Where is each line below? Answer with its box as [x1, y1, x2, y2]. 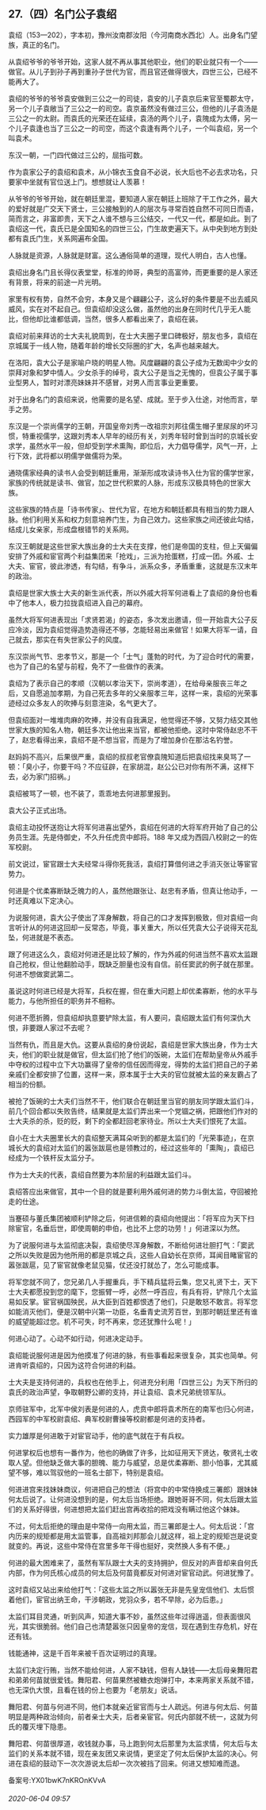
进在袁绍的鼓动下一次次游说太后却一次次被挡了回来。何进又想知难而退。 [8, 1758, 244, 1768]
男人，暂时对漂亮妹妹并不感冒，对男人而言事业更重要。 [21, 377, 203, 387]
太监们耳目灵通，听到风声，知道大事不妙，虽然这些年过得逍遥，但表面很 [8, 1611, 244, 1621]
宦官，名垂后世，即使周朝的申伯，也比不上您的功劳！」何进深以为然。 [14, 1223, 244, 1233]
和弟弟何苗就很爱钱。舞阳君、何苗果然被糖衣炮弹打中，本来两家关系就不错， [8, 1675, 258, 1685]
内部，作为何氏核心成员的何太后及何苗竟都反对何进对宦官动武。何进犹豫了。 [8, 1568, 258, 1577]
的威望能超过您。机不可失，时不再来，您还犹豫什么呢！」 [8, 1317, 196, 1326]
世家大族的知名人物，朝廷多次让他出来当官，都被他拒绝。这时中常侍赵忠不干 [8, 725, 258, 735]
